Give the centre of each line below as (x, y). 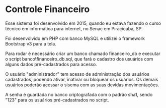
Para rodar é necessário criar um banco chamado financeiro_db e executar (83, 53)
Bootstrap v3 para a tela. (31, 43)
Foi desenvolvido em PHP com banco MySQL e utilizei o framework (75, 38)
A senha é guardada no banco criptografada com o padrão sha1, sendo (79, 94)
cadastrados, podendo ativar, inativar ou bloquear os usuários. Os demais (82, 79)
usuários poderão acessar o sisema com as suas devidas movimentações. (82, 85)
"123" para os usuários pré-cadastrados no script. (57, 100)
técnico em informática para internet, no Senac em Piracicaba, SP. (74, 28)
